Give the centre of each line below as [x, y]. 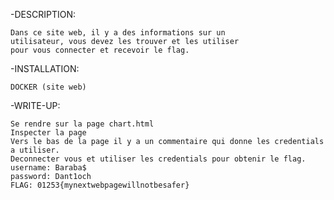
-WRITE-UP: [35, 105]
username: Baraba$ [48, 168]
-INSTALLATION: [45, 68]
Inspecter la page [48, 133]
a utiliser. [35, 150]
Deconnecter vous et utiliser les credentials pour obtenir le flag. [158, 159]
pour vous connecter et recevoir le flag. [100, 50]
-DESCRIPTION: [43, 14]
